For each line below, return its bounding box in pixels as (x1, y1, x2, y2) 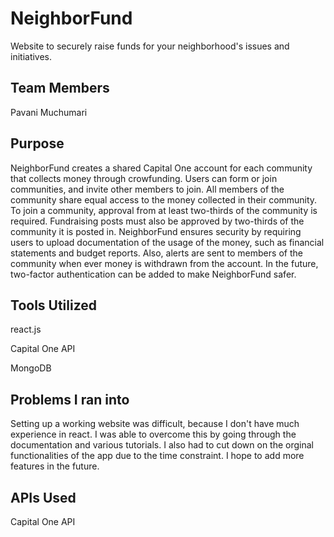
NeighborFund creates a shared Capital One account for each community (10, 162, 313, 174)
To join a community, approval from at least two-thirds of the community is (10, 204, 318, 216)
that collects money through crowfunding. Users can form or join (10, 172, 278, 184)
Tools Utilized (10, 297, 98, 314)
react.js (10, 323, 42, 336)
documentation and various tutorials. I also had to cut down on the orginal (10, 439, 314, 451)
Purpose (10, 135, 65, 152)
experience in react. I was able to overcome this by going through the (10, 428, 297, 441)
